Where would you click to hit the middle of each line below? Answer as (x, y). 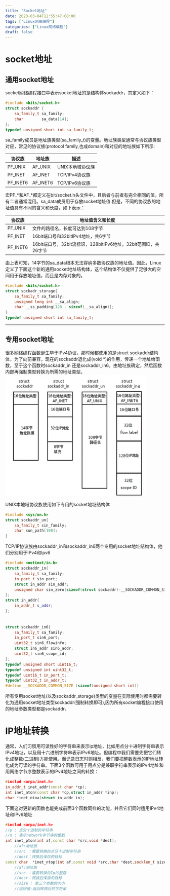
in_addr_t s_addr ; (34, 606)
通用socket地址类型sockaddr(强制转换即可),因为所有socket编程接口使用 (89, 702)
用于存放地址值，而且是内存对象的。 (47, 275)
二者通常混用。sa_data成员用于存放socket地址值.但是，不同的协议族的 (83, 201)
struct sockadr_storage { (31, 291)
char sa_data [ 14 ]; (42, 119)
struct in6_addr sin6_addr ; (44, 649)
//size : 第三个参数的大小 (40, 884)
